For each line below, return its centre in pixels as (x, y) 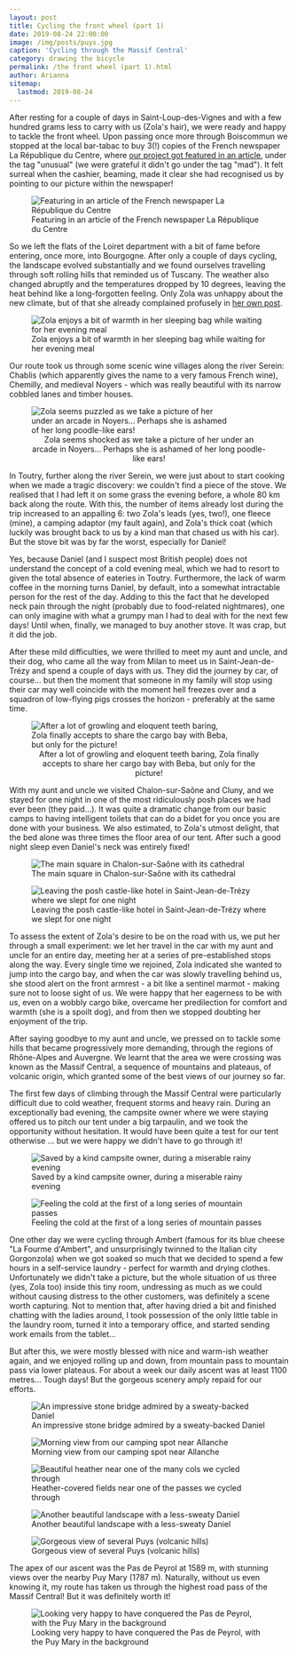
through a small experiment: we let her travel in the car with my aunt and (141, 945)
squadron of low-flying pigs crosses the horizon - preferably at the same (142, 699)
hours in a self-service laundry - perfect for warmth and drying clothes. (140, 1268)
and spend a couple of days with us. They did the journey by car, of (155, 670)
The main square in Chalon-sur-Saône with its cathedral (134, 873)
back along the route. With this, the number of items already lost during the (146, 504)
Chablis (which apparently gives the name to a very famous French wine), (144, 375)
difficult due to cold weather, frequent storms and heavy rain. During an (140, 1102)
